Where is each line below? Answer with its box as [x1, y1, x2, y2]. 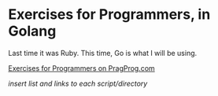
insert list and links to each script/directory [8, 79, 148, 88]
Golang [8, 22, 57, 40]
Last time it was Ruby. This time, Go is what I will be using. [8, 48, 198, 57]
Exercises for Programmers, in [8, 6, 211, 24]
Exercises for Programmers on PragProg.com [8, 63, 155, 72]
